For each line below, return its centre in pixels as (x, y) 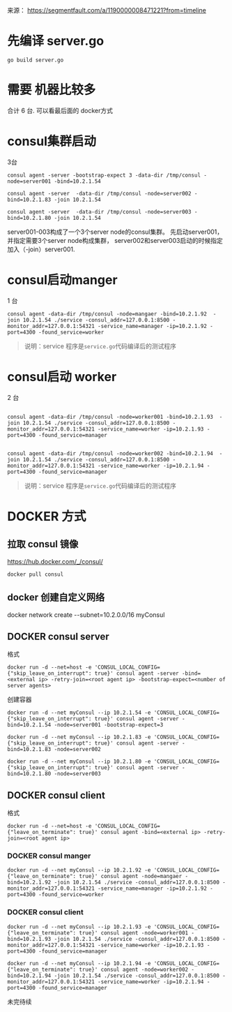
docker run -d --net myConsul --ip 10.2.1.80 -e (79, 762)
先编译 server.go (56, 41)
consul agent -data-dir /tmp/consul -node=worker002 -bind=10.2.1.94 (110, 453)
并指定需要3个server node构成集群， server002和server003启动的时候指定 (115, 240)
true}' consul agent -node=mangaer (131, 877)
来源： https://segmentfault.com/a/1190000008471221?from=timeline (107, 10)
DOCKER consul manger (49, 856)
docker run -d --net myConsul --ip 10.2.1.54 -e (79, 713)
